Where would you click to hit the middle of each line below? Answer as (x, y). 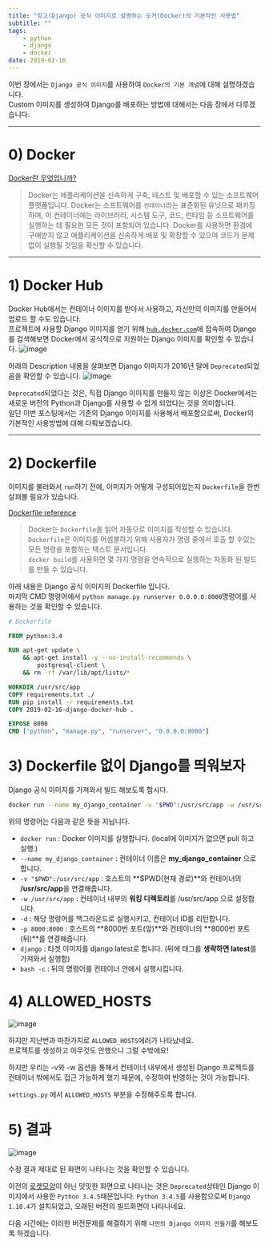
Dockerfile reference (42, 512)
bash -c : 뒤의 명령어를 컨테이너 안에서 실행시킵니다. (102, 968)
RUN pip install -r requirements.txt (71, 702)
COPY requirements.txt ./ (51, 694)
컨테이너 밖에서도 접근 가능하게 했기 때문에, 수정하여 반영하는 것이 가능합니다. (129, 1077)
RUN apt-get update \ (44, 650)
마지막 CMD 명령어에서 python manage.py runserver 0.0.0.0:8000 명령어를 (128, 596)
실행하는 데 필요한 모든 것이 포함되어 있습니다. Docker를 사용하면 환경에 (140, 224)
